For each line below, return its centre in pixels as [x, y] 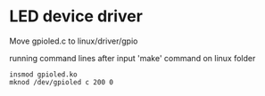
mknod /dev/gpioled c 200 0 [62, 82]
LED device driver [76, 16]
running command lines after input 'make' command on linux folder [132, 58]
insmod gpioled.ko [43, 74]
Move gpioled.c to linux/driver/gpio [74, 41]
